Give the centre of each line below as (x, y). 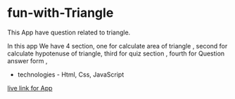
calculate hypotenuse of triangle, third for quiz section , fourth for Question (116, 53)
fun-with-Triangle (61, 13)
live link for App (30, 88)
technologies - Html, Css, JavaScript (71, 74)
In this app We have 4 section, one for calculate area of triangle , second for (118, 46)
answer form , (27, 60)
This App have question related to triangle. (69, 32)
